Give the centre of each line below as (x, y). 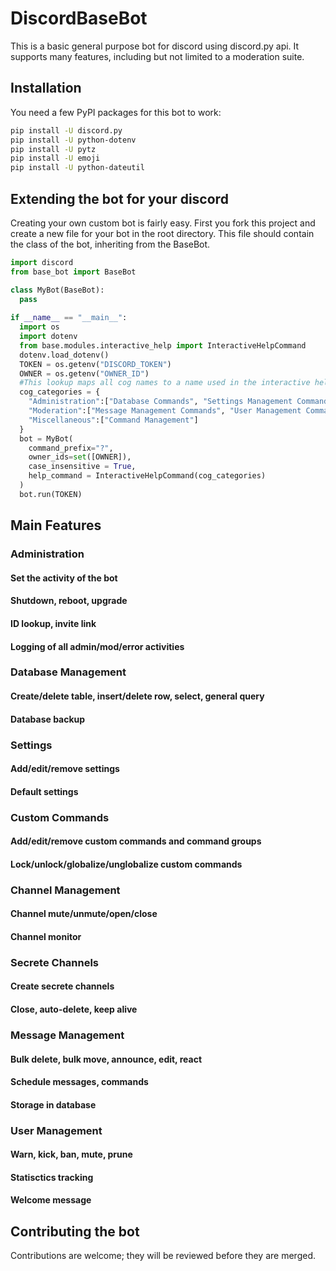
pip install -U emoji (55, 158)
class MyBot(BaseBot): (57, 290)
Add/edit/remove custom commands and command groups (136, 841)
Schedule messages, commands (79, 1082)
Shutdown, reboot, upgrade (69, 601)
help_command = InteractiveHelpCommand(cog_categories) (147, 476)
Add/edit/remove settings (65, 769)
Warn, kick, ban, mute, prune (71, 1154)
